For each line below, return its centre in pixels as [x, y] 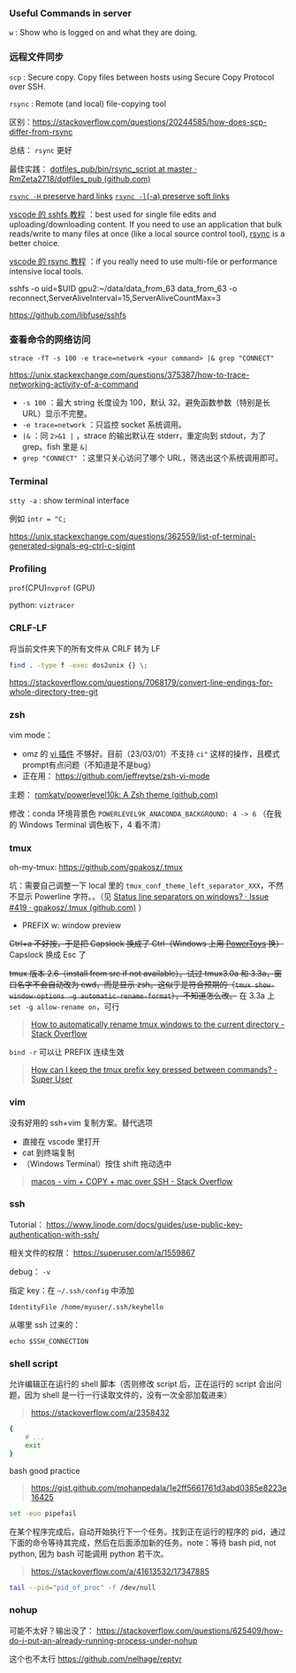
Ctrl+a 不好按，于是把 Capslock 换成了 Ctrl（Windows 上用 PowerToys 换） [147, 944]
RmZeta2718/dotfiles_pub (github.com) [80, 179]
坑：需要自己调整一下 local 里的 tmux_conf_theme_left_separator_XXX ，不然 [147, 886]
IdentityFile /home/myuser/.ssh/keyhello [87, 1307]
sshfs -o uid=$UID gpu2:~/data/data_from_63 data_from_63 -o [123, 288]
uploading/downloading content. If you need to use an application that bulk [146, 224]
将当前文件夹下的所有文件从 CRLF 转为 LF [85, 648]
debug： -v [30, 1271]
